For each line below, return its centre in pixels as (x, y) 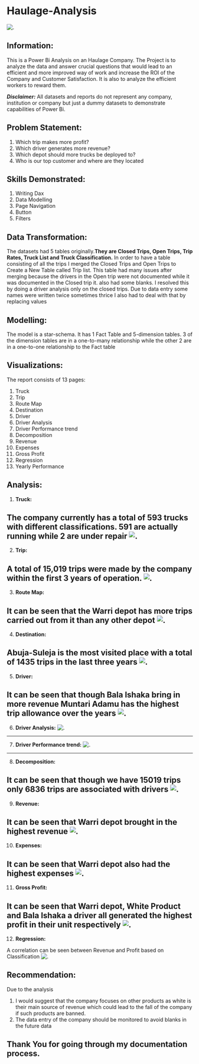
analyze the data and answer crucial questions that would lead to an (89, 66)
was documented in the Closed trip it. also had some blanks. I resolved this (98, 283)
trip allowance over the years (61, 714)
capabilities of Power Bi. (36, 109)
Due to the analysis (30, 989)
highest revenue (37, 831)
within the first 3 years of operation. (74, 578)
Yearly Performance (40, 466)
